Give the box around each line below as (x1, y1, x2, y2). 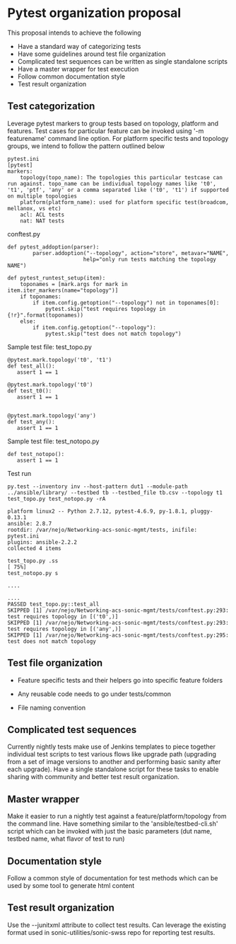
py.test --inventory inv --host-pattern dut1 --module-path (7, 483, 189, 490)
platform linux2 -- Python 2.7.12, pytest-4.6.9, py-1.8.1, (7, 508, 189, 515)
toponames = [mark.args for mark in (20, 280, 129, 288)
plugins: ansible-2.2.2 (7, 538, 78, 546)
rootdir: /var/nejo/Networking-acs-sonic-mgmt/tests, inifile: (7, 526, 198, 533)
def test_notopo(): (7, 450, 65, 457)
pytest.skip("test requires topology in (45, 305, 166, 312)
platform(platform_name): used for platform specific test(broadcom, (20, 198, 230, 206)
